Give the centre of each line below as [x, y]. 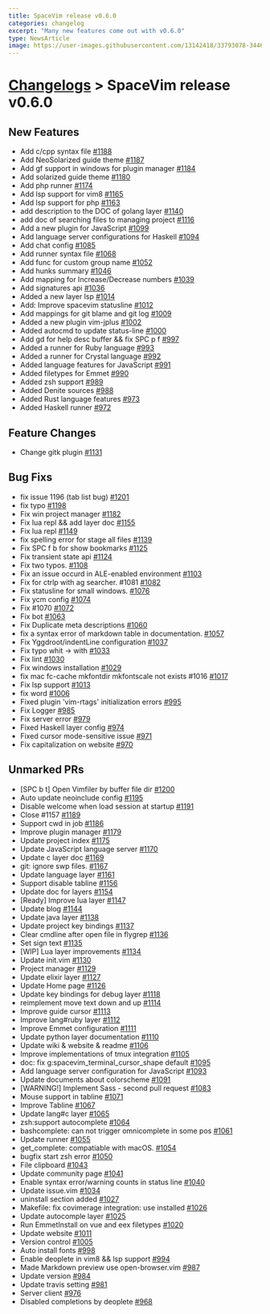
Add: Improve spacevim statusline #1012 [87, 305]
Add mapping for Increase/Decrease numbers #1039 [107, 280]
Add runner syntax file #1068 [68, 254]
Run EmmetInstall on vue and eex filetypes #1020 [102, 1224]
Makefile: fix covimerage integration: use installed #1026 [113, 1207]
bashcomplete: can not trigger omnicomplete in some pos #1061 [126, 1131]
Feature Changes [52, 433]
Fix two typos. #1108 [54, 565]
